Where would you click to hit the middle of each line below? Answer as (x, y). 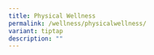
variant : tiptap (36, 31)
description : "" (36, 38)
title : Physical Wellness (52, 16)
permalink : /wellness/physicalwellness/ (78, 23)
